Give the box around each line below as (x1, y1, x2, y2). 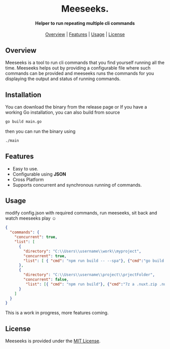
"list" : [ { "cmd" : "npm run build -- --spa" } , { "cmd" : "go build (23, 258, 164, 263)
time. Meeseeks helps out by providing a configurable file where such (5, 65, 151, 71)
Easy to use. (12, 165, 38, 171)
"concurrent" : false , (23, 277, 69, 282)
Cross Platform (12, 176, 44, 183)
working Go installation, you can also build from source (5, 110, 120, 116)
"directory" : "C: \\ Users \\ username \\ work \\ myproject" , (23, 249, 142, 254)
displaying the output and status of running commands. (5, 76, 121, 82)
